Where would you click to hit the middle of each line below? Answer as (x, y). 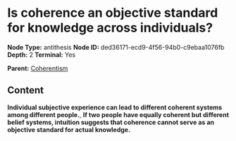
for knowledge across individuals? (110, 28)
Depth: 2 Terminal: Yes (42, 55)
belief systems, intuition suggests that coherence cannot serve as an (111, 122)
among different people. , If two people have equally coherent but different (118, 114)
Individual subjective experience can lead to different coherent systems (115, 107)
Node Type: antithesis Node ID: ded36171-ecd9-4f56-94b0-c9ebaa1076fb (116, 47)
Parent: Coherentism (38, 68)
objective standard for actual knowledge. (69, 129)
